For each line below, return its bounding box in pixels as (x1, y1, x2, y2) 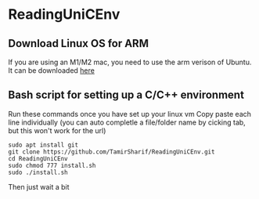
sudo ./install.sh (8, 168, 68, 176)
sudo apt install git (8, 141, 79, 149)
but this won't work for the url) (8, 125, 106, 135)
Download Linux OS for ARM (8, 37, 149, 50)
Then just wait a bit (8, 182, 70, 191)
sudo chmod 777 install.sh (8, 161, 96, 169)
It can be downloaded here (8, 66, 95, 75)
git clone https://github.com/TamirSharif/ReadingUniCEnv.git (8, 147, 215, 156)
